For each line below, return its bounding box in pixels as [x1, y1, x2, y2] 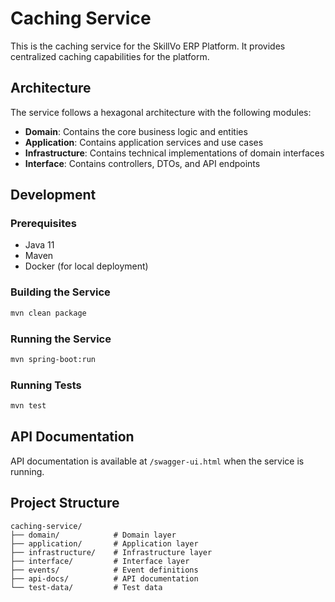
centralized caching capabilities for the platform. [10, 50, 210, 62]
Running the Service [10, 332, 112, 346]
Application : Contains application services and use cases [24, 136, 264, 148]
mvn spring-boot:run [10, 354, 97, 364]
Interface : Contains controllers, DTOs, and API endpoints [24, 157, 261, 169]
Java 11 [24, 239, 55, 251]
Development [10, 187, 97, 204]
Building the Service [10, 285, 111, 299]
